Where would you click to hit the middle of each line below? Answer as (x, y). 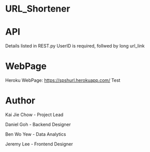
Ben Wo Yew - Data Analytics (36, 134)
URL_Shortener (38, 9)
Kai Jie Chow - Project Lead (34, 115)
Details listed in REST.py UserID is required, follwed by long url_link (75, 46)
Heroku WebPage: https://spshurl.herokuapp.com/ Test (63, 80)
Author (20, 101)
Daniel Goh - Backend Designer (38, 124)
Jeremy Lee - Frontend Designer (39, 144)
